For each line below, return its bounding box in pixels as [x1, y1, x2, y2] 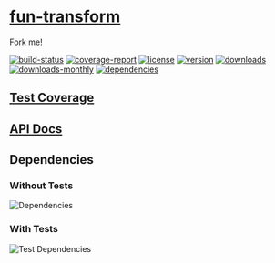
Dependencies [9, 152, 94, 167]
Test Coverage [9, 90, 95, 106]
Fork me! [9, 36, 43, 47]
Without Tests [9, 179, 74, 192]
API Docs [9, 121, 63, 137]
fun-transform [9, 6, 121, 27]
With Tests [9, 223, 59, 236]
